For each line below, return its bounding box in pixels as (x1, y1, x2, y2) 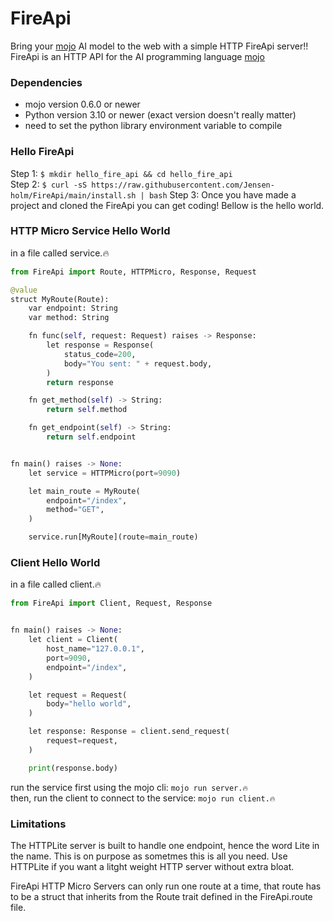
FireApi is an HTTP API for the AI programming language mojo (10, 50, 265, 62)
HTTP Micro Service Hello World (10, 224, 171, 238)
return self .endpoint (46, 432, 137, 442)
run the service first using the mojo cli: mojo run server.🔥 (10, 781, 249, 793)
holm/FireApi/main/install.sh (10, 190, 137, 201)
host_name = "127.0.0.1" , (46, 644, 145, 654)
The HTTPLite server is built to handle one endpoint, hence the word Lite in (10, 839, 320, 851)
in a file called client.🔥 (10, 578, 102, 591)
